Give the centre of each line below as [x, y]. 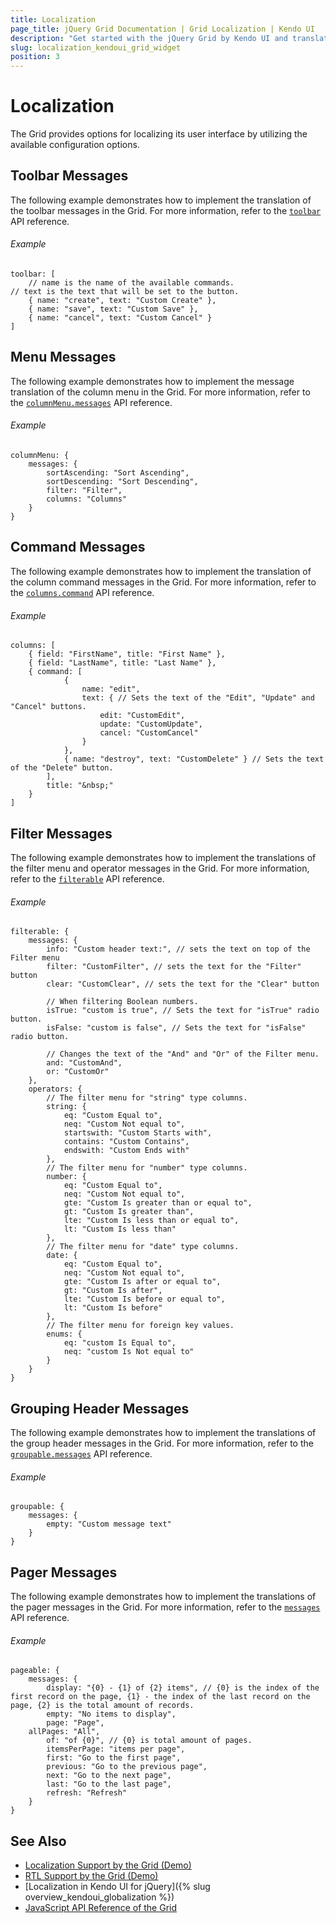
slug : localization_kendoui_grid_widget [96, 47]
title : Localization [53, 19]
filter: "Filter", [84, 491]
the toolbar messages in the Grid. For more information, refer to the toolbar [166, 210]
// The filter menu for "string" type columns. [147, 1098]
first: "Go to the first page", [114, 1758]
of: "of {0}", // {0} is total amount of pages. [149, 1741]
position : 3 [35, 57]
